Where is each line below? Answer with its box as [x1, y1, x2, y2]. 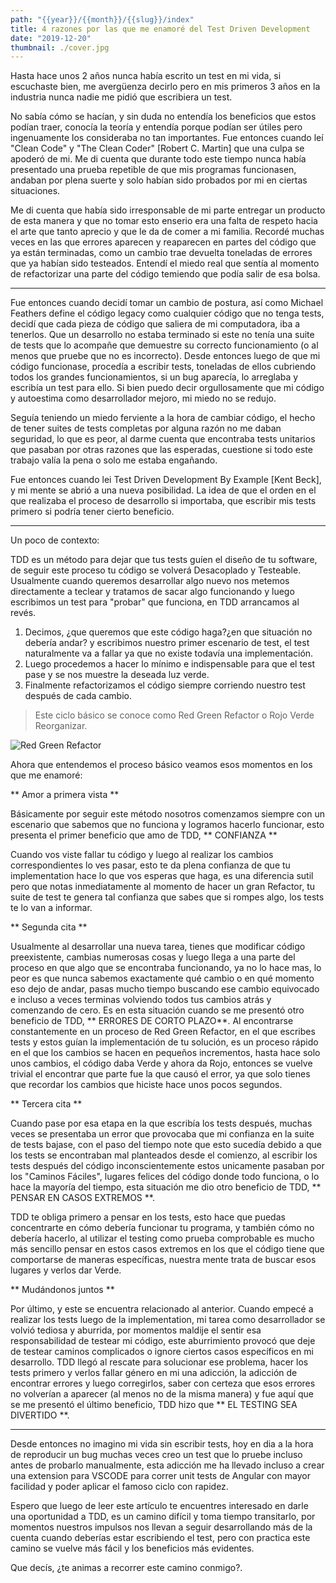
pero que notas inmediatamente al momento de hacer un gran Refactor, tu [10, 881, 315, 893]
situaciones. [10, 185, 61, 197]
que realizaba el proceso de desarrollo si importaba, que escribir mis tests [10, 495, 317, 507]
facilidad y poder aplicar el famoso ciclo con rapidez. [10, 1481, 229, 1493]
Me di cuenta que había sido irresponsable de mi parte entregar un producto [10, 204, 326, 216]
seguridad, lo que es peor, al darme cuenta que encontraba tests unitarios [10, 433, 316, 445]
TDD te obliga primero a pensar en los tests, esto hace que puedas [10, 1211, 286, 1223]
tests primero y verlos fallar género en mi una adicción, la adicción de [10, 1367, 298, 1379]
